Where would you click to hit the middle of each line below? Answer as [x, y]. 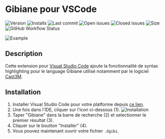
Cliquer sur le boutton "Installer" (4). [50, 125]
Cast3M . [14, 76]
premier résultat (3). [33, 120]
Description [24, 54]
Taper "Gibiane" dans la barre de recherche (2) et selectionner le [79, 115]
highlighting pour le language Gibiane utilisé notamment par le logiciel [77, 71]
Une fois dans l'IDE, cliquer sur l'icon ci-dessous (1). [66, 109]
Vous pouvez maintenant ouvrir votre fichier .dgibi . [65, 130]
